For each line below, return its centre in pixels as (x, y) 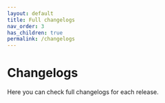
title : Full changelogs (41, 20)
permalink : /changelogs (41, 39)
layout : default (30, 13)
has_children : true (35, 33)
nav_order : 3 (26, 26)
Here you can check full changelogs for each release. (83, 92)
